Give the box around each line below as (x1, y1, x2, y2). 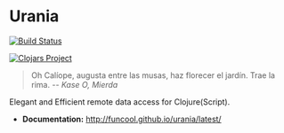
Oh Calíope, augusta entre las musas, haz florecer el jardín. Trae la (30, 69, 276, 81)
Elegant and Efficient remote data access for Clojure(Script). (9, 96, 231, 107)
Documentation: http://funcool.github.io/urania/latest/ (21, 113, 222, 124)
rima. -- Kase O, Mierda (30, 79, 118, 90)
